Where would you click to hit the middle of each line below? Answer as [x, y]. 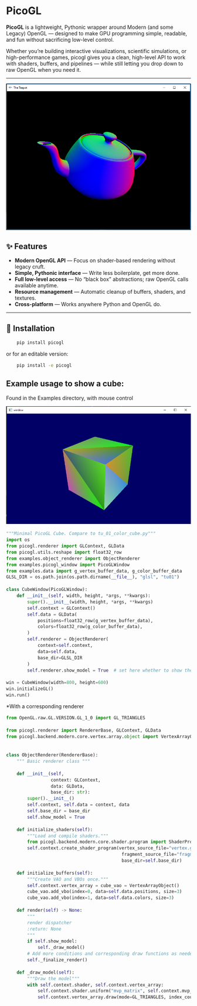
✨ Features [27, 246]
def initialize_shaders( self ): [55, 829]
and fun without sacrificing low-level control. [60, 39]
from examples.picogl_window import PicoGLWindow [68, 565]
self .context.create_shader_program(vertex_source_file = [98, 848]
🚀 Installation [30, 328]
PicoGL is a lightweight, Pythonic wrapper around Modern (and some [90, 27]
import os [18, 540]
